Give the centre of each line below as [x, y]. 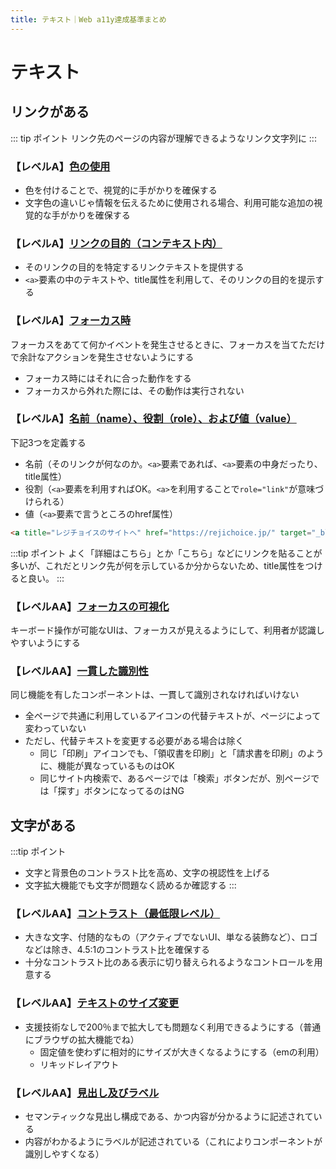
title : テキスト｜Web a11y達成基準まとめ [88, 19]
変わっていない [55, 728]
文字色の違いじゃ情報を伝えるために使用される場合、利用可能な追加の [169, 202]
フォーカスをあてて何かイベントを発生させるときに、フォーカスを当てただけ [168, 344]
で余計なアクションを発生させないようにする [102, 357]
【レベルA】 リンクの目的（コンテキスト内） [116, 243]
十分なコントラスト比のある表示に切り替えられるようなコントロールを [169, 962]
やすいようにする [45, 642]
